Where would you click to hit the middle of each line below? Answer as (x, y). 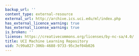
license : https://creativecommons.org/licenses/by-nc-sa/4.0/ (69, 37)
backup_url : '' (20, 9)
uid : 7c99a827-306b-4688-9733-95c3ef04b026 (50, 46)
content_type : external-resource (39, 14)
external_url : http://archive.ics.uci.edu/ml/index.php (63, 19)
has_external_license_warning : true (42, 28)
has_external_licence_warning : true (42, 23)
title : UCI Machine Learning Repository (47, 41)
